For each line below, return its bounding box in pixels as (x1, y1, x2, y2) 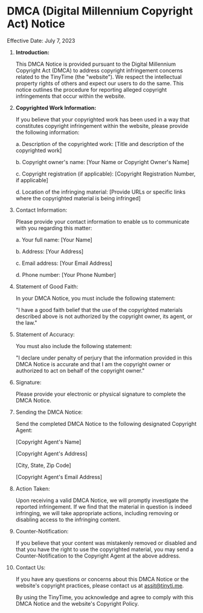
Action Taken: (15, 484, 50, 492)
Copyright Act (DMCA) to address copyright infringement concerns (15, 66, 183, 74)
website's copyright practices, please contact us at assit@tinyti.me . (15, 582, 184, 589)
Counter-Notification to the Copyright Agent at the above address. (15, 552, 181, 559)
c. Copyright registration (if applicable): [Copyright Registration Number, (15, 170, 196, 177)
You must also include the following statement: (15, 342, 132, 349)
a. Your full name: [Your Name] (15, 236, 92, 243)
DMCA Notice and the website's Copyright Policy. (15, 600, 140, 607)
